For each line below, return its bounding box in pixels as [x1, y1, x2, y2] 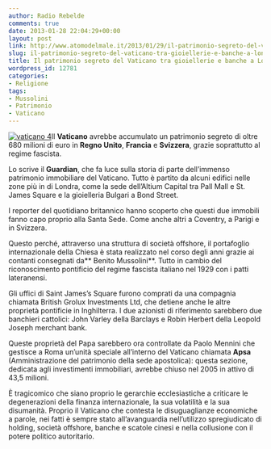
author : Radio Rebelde [8, 11, 85, 20]
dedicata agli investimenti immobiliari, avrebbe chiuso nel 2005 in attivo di [8, 364, 254, 374]
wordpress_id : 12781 [8, 65, 78, 73]
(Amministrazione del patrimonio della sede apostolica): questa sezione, [8, 356, 248, 365]
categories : [8, 72, 48, 80]
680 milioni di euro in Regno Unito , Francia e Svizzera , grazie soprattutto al [8, 141, 261, 149]
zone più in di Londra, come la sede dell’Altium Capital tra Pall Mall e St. [8, 182, 246, 191]
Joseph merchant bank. [8, 323, 87, 332]
